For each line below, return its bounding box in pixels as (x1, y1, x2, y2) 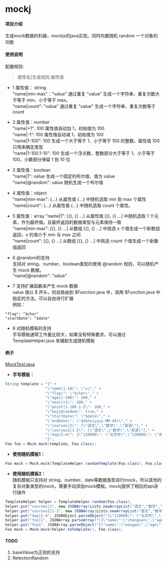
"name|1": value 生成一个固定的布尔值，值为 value (12, 173, 115, 179)
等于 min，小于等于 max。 (16, 97, 71, 103)
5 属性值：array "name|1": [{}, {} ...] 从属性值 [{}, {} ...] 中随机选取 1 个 (12, 213, 155, 219)
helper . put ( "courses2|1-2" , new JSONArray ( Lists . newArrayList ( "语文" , (5, 508, 153, 513)
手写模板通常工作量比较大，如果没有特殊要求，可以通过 (12, 331, 126, 337)
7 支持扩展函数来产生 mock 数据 (12, 282, 78, 289)
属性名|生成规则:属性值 (17, 74, 64, 80)
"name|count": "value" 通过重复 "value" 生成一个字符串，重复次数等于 (12, 103, 156, 109)
